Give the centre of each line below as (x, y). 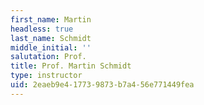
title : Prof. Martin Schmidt (71, 66)
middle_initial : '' (51, 47)
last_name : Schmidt (51, 38)
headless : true (42, 29)
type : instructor (46, 76)
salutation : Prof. (48, 57)
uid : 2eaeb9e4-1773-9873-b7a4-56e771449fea (102, 85)
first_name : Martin (51, 19)
